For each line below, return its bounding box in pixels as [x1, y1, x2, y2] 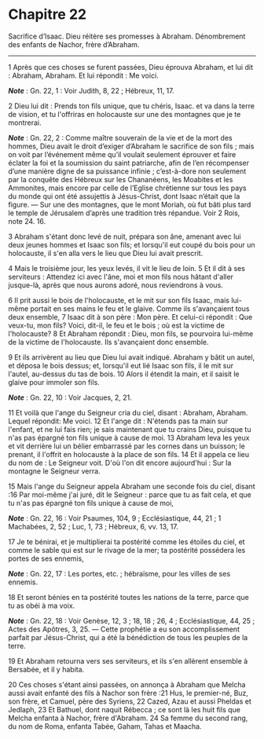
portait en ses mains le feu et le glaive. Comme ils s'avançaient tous [30, 304, 250, 313]
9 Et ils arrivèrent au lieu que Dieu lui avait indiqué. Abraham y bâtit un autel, [8, 352, 255, 362]
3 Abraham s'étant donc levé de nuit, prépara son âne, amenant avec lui [8, 232, 241, 241]
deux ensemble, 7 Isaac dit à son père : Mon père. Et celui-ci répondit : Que [8, 312, 253, 321]
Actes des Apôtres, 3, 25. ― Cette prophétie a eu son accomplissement [8, 624, 240, 634]
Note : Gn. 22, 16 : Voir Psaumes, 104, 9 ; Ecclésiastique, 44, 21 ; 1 [8, 513, 222, 523]
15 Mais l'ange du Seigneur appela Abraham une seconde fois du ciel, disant [8, 481, 255, 491]
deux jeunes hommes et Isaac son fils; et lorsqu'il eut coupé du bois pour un [8, 240, 255, 249]
